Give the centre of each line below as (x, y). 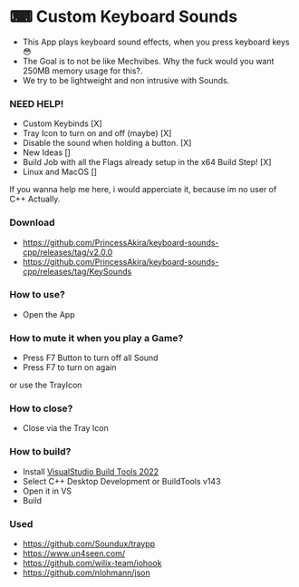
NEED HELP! (37, 103)
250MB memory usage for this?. (82, 71)
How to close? (41, 408)
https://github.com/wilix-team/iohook (92, 563)
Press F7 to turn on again (69, 367)
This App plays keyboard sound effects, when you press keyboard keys (156, 42)
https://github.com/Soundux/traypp (89, 544)
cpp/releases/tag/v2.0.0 (68, 252)
